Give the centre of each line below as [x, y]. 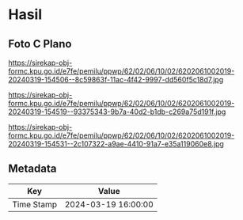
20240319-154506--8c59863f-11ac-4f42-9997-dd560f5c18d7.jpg [116, 80]
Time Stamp [35, 204]
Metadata [32, 169]
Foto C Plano [40, 44]
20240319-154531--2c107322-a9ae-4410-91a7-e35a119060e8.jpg [116, 144]
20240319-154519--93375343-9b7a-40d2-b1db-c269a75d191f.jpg [117, 112]
